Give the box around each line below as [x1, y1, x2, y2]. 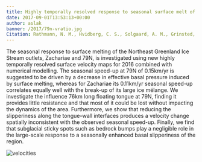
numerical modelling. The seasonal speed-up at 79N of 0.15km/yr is [6, 67, 174, 74]
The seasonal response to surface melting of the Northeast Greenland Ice [6, 48, 190, 55]
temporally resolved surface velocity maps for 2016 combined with [6, 61, 172, 68]
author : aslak [6, 20, 42, 26]
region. [6, 138, 24, 145]
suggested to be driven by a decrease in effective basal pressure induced [6, 74, 189, 81]
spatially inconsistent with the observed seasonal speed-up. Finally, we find [6, 118, 195, 126]
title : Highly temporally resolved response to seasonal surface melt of [6, 8, 196, 15]
